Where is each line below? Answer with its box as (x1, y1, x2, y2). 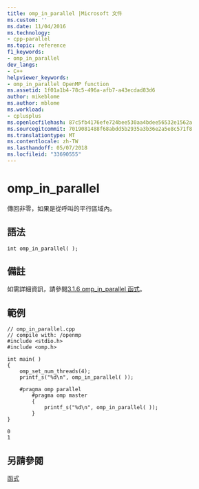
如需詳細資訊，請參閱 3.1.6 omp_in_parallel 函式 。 (7, 285, 146, 293)
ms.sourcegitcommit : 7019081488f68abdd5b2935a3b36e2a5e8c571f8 (7, 125, 193, 132)
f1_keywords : (7, 49, 45, 56)
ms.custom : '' (7, 17, 48, 23)
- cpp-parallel (7, 36, 51, 43)
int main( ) (7, 356, 41, 363)
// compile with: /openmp (7, 332, 81, 339)
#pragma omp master (32, 392, 88, 399)
